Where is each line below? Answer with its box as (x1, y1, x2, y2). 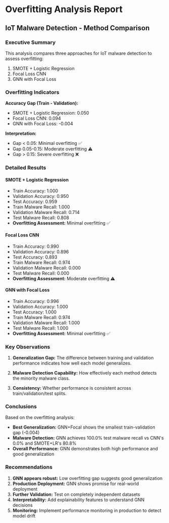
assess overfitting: (5, 56, 44, 62)
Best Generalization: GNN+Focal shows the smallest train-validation (12, 424, 155, 430)
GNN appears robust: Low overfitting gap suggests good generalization (12, 475, 163, 481)
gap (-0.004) (12, 430, 40, 436)
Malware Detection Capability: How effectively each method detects (12, 370, 157, 376)
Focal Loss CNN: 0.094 (12, 115, 62, 122)
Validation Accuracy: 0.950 (12, 193, 69, 199)
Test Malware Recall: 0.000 (12, 270, 70, 276)
